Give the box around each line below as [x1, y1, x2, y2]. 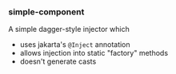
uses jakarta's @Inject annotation [19, 40, 130, 49]
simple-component [8, 6, 85, 18]
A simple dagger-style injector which [8, 25, 130, 34]
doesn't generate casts [19, 56, 97, 66]
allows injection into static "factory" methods [19, 49, 169, 58]
